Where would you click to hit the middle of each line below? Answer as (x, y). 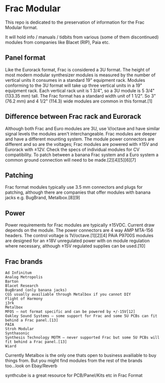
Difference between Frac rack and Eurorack (73, 117)
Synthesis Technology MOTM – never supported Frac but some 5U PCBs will (82, 338)
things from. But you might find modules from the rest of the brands (74, 361)
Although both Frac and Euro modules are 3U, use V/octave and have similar (82, 128)
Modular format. (21, 27)
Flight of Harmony (24, 299)
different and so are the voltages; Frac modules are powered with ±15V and (82, 144)
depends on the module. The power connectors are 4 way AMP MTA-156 (79, 230)
